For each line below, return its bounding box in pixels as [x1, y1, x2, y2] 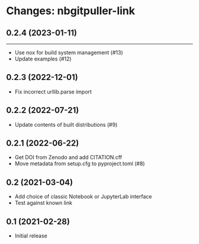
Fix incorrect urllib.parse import [14, 88, 92, 95]
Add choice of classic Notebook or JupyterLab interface [14, 193, 152, 200]
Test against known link [14, 200, 73, 207]
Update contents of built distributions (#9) [14, 121, 118, 128]
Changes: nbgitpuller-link [6, 4, 135, 18]
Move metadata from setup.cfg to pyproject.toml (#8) [14, 160, 145, 167]
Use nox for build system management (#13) [14, 49, 123, 56]
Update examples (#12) [14, 55, 72, 62]
